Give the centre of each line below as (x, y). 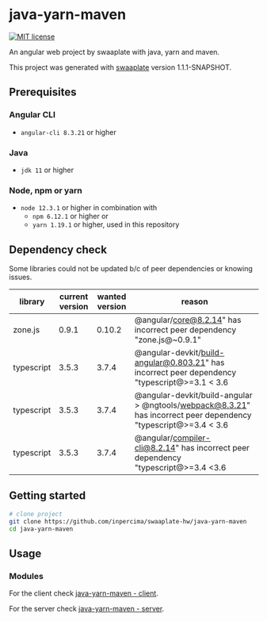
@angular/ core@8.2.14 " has (188, 320)
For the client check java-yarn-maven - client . (84, 593)
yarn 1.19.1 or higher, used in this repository (106, 224)
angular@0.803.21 (170, 362)
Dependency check (58, 249)
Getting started (48, 496)
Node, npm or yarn (46, 190)
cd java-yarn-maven (41, 529)
